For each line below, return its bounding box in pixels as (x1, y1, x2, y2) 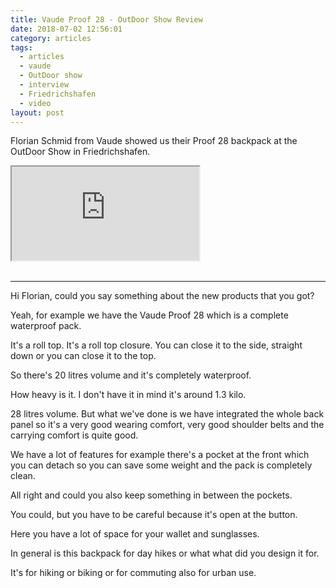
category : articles (10, 33, 92, 43)
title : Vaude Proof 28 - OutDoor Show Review (10, 14, 203, 25)
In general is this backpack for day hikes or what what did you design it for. (10, 547, 320, 560)
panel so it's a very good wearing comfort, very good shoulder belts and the (10, 419, 325, 431)
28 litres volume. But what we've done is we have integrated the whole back (10, 408, 325, 420)
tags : (10, 42, 33, 53)
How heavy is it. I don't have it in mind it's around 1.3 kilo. (10, 389, 247, 401)
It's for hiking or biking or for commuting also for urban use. (10, 567, 257, 579)
